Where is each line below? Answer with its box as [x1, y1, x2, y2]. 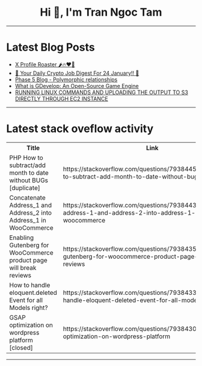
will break [9, 263, 37, 272]
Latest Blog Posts [6, 40, 95, 54]
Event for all [9, 295, 43, 304]
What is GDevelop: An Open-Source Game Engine [14, 82, 139, 89]
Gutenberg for [9, 241, 49, 249]
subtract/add [9, 161, 46, 169]
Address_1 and [9, 201, 52, 209]
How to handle [9, 280, 50, 289]
